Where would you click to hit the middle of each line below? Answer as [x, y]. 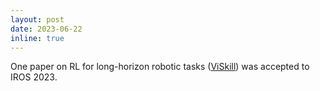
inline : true [37, 38]
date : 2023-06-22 [46, 29]
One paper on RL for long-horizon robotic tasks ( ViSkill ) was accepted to [160, 67]
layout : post [37, 19]
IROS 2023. [34, 77]
